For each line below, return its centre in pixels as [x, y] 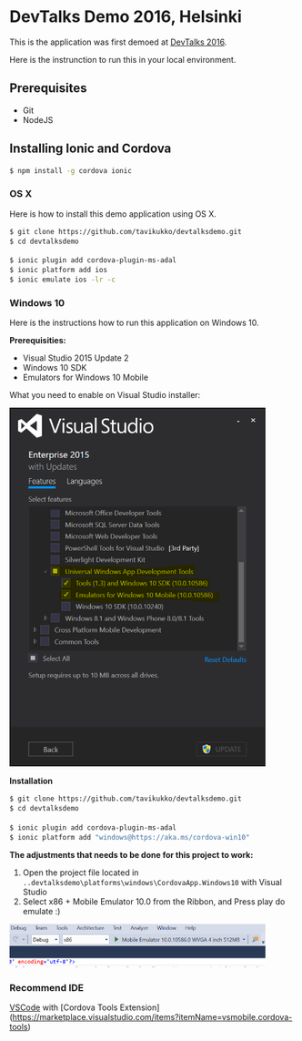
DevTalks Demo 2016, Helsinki [126, 17]
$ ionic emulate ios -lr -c [63, 280]
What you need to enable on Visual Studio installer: [105, 395]
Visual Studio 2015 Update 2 [75, 358]
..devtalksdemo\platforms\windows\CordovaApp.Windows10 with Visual [152, 882]
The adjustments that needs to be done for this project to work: [131, 854]
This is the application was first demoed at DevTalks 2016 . [118, 42]
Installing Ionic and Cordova [91, 149]
